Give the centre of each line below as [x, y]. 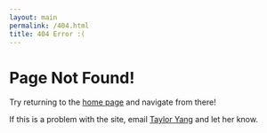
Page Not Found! [72, 78]
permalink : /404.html [49, 26]
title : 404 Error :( [48, 34]
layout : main [33, 17]
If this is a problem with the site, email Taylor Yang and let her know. [133, 120]
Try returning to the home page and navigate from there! [113, 102]
